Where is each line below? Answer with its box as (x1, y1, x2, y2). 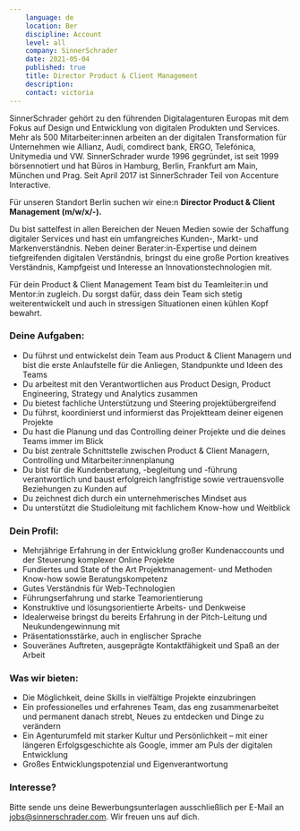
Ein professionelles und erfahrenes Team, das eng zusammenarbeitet (21, 702, 279, 713)
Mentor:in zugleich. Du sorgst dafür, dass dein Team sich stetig (9, 288, 243, 299)
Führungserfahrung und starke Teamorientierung (21, 593, 203, 604)
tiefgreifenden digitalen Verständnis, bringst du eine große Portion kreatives (9, 252, 289, 262)
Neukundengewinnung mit (21, 621, 121, 632)
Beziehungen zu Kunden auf (21, 483, 127, 493)
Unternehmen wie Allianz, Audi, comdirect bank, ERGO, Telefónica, (9, 141, 256, 152)
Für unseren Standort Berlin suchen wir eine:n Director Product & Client (9, 196, 276, 207)
